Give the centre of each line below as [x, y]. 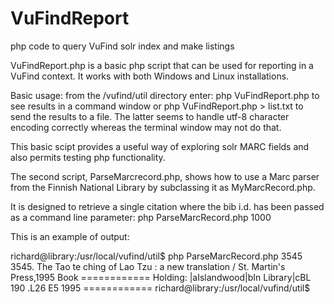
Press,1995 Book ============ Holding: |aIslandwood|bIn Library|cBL [161, 277]
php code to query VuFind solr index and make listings [122, 46]
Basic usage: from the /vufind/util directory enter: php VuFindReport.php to [165, 95]
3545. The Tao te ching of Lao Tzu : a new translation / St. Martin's [148, 266]
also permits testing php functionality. [88, 157]
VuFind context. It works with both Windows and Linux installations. [150, 76]
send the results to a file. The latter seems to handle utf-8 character [150, 116]
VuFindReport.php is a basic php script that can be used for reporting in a [162, 65]
